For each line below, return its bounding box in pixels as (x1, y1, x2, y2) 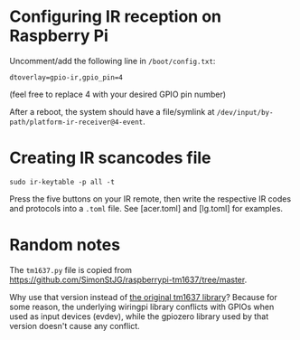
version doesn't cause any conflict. (9, 320, 140, 331)
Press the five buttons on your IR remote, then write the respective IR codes (9, 193, 292, 204)
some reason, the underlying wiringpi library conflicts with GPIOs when (9, 301, 275, 312)
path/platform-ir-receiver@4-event (9, 118, 144, 127)
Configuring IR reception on (9, 6, 222, 27)
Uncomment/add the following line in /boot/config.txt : (9, 55, 216, 66)
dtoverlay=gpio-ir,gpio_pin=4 (9, 72, 124, 82)
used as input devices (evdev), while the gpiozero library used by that (9, 310, 269, 322)
